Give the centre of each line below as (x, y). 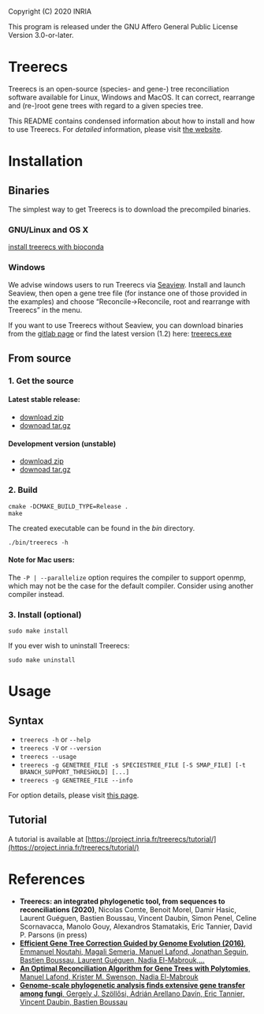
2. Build (23, 490)
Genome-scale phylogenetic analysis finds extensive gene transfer (132, 985)
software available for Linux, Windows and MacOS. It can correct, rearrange (132, 97)
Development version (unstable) (62, 443)
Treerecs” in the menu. (45, 310)
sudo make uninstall (42, 660)
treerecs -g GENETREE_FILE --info (76, 781)
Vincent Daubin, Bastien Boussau (74, 1001)
